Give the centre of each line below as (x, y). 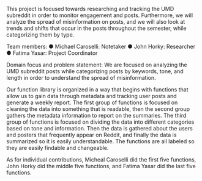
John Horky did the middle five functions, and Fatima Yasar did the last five (101, 166)
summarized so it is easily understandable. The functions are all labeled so (100, 141)
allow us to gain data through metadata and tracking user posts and (92, 96)
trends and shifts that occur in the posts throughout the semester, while (96, 28)
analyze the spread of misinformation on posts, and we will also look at (96, 22)
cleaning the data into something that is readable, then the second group (98, 109)
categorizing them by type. (40, 35)
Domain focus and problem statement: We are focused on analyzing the (97, 65)
